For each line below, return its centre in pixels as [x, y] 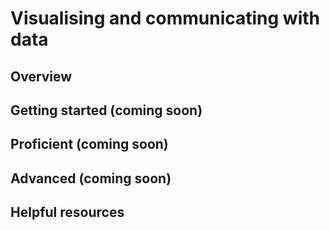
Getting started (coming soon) [106, 110]
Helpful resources [67, 212]
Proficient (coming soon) [89, 144]
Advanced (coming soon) [91, 178]
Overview [41, 76]
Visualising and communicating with [165, 18]
